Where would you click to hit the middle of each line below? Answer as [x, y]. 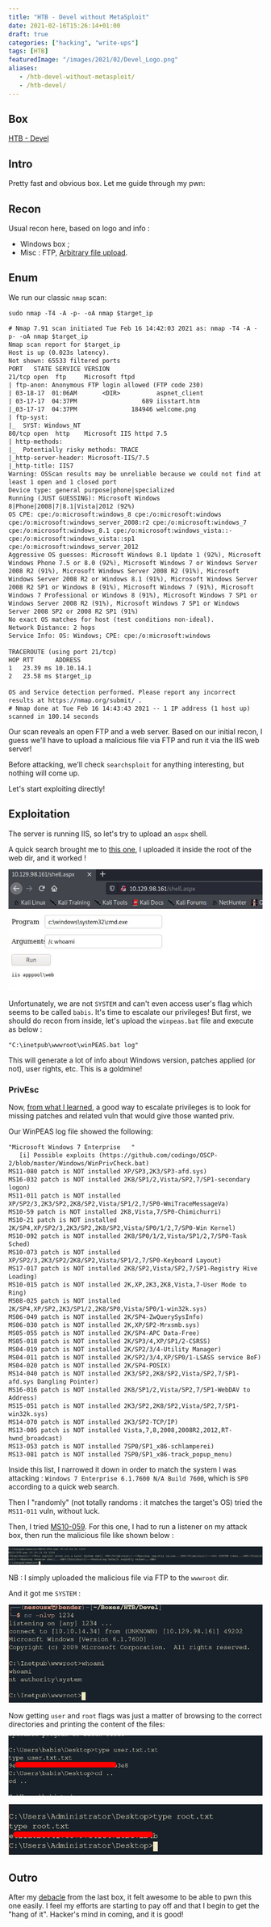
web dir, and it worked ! [47, 858]
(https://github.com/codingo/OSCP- [158, 1156]
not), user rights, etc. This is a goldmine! [75, 1069]
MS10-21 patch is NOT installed [63, 1220]
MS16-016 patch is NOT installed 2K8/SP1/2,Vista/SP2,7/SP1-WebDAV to [129, 1390]
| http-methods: [35, 442]
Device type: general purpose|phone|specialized [92, 490]
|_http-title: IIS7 [41, 466]
